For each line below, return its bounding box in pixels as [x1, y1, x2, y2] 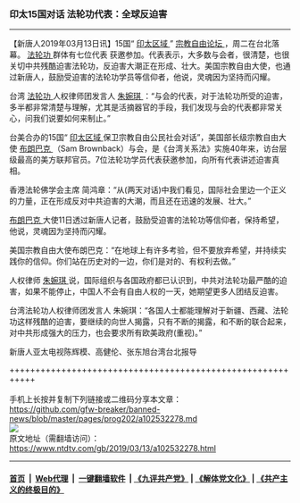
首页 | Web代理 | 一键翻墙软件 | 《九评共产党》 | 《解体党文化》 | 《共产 [9, 473, 280, 483]
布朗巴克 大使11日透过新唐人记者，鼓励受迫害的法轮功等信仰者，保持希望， [9, 214, 284, 225]
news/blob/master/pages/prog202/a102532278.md [9, 414, 198, 424]
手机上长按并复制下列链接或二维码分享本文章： [9, 394, 181, 405]
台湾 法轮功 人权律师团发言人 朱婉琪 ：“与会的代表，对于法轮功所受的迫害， [9, 91, 287, 102]
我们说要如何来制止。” [32, 113, 112, 124]
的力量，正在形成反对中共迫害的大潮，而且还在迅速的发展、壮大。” [9, 196, 252, 206]
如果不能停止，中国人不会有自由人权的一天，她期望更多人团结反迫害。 [24, 286, 283, 297]
